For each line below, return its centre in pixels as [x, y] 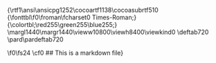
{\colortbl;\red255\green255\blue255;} [62, 25]
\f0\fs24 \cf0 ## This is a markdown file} [65, 53]
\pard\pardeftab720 [35, 39]
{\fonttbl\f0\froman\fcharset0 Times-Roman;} [72, 17]
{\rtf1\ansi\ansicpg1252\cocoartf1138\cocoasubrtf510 [83, 10]
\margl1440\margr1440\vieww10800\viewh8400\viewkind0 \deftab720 [108, 32]
